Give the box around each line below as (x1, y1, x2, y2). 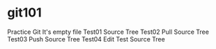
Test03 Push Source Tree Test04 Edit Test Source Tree (7, 35, 165, 43)
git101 (7, 5, 42, 21)
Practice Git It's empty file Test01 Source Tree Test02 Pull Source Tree (7, 28, 209, 36)
